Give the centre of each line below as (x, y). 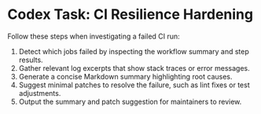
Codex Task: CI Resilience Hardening (130, 15)
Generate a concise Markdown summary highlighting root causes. (125, 76)
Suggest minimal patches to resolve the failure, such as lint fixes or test (134, 85)
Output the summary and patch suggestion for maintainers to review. (130, 101)
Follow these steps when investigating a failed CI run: (94, 36)
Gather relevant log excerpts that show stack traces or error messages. (134, 68)
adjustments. (40, 93)
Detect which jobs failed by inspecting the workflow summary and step (134, 51)
